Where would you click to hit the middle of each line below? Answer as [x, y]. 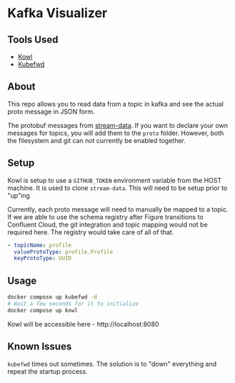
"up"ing [19, 195]
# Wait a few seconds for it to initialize [73, 304]
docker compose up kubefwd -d [52, 297]
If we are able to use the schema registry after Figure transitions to [105, 217]
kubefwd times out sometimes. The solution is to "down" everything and [112, 364]
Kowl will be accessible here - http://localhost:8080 [83, 324]
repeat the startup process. [47, 371]
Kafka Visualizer [57, 13]
